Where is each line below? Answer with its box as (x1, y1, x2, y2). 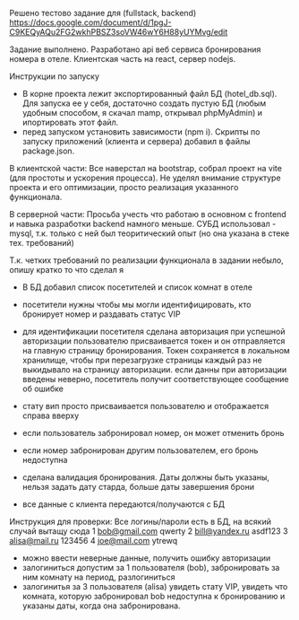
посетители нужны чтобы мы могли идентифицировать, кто (21, 300, 252, 310)
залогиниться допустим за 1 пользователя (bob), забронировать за (21, 563, 280, 572)
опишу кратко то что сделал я (9, 265, 124, 275)
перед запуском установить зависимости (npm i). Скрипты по (21, 127, 261, 137)
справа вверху (21, 410, 80, 421)
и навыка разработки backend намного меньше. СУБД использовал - (9, 219, 277, 229)
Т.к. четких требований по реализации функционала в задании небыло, (9, 255, 284, 266)
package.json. (21, 145, 75, 156)
